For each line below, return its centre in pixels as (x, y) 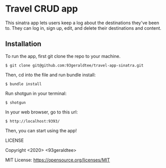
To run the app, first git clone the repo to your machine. (63, 56)
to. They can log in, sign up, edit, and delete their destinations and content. (84, 28)
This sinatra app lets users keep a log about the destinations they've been (82, 23)
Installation (23, 44)
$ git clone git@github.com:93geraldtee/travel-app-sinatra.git (74, 65)
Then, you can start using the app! (41, 130)
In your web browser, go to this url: (41, 112)
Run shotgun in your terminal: (36, 93)
